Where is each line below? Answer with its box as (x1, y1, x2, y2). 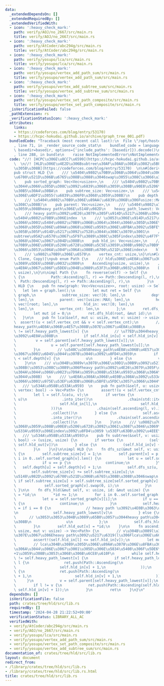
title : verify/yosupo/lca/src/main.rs (14, 61, 93, 66)
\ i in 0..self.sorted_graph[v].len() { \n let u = (14, 456, 143, 461)
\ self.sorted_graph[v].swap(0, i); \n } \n (14, 483, 152, 488)
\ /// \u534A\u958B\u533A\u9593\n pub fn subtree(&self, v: (14, 433, 150, 438)
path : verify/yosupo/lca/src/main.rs (14, 57, 91, 62)
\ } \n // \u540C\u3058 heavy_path (14, 347, 112, 352)
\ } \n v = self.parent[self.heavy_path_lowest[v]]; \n (14, 578, 159, 583)
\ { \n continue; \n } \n (14, 501, 117, 506)
